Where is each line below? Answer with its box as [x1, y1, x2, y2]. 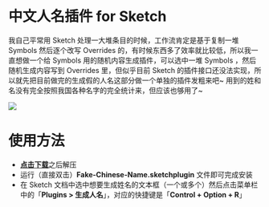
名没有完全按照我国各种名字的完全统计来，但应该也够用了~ [8, 85, 203, 95]
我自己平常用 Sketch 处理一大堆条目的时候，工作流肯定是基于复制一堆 [8, 35, 239, 45]
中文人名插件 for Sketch [8, 7, 167, 26]
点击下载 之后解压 [19, 160, 77, 169]
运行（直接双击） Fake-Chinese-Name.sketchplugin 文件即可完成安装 [19, 169, 253, 179]
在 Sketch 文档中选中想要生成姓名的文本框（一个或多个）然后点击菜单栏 [19, 180, 259, 189]
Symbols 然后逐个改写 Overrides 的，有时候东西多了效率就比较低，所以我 [8, 45, 251, 55]
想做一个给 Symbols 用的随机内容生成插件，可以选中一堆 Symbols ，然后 [14, 55, 257, 65]
